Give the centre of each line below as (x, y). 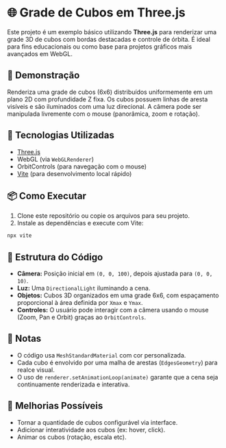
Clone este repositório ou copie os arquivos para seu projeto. (103, 216)
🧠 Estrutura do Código (55, 257)
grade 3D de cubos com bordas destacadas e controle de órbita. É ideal (109, 39)
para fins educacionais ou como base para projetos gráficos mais (100, 47)
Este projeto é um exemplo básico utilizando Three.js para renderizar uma (112, 32)
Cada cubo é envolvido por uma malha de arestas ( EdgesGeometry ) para (117, 362)
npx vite (20, 236)
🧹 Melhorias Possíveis (55, 406)
